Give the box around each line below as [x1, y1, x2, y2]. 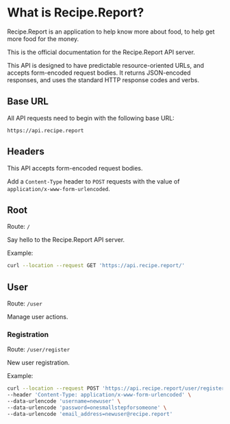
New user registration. [7, 358, 70, 367]
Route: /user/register [7, 345, 71, 353]
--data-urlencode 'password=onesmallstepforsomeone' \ [7, 404, 167, 411]
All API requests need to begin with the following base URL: [7, 114, 175, 122]
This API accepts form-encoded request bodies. [7, 164, 143, 172]
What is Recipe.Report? [7, 5, 144, 21]
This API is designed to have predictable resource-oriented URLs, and [7, 61, 204, 69]
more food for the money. [7, 34, 79, 42]
